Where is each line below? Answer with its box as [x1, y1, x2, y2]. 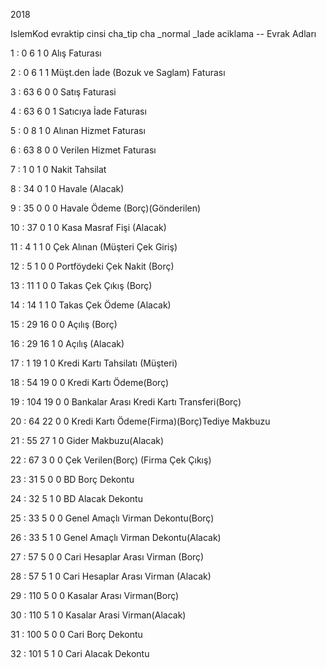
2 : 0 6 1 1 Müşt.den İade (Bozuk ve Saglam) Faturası [10, 67, 226, 78]
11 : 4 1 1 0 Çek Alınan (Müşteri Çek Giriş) [10, 241, 178, 253]
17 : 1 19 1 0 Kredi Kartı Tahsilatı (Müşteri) [10, 357, 178, 369]
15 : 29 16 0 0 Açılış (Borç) [10, 319, 118, 330]
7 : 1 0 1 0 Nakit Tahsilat [10, 164, 107, 175]
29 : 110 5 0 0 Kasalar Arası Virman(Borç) [10, 590, 180, 601]
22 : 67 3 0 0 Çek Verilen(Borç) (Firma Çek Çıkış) [10, 454, 212, 466]
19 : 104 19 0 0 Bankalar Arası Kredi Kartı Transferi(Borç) [10, 396, 242, 408]
